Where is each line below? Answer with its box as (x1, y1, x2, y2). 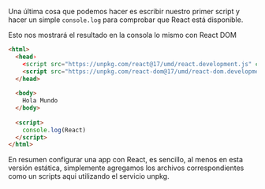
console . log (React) (22, 126, 87, 134)
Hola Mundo (22, 97, 58, 105)
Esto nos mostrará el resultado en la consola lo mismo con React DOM (8, 31, 237, 39)
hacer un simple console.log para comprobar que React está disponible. (8, 15, 244, 24)
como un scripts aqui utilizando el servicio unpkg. (8, 172, 170, 181)
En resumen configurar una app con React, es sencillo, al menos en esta (8, 155, 243, 165)
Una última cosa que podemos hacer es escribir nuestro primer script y (8, 7, 241, 16)
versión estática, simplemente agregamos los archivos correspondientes (8, 163, 244, 172)
